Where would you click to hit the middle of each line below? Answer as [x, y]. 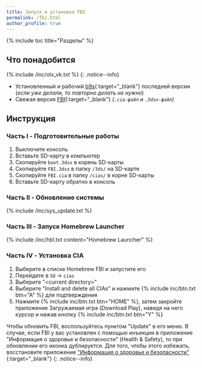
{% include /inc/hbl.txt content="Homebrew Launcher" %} [80, 240]
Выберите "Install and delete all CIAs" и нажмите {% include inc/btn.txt [105, 288]
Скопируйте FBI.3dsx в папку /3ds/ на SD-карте [77, 168]
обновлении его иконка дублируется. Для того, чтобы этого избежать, [98, 345]
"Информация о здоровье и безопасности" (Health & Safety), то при [94, 339]
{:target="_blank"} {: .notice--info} [50, 358]
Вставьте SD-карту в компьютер [57, 156]
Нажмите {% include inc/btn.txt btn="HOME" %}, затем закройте [99, 301]
